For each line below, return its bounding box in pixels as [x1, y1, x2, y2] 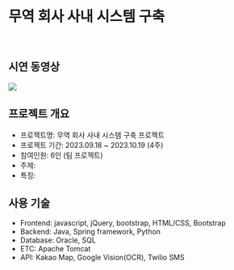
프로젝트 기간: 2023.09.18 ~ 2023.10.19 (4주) [19, 140, 164, 150]
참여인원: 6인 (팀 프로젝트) [19, 150, 103, 160]
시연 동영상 [8, 60, 61, 74]
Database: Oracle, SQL [19, 235, 97, 245]
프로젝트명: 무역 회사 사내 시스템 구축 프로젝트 [19, 130, 165, 140]
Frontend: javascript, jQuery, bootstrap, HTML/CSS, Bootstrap [19, 218, 226, 228]
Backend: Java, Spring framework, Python [19, 227, 161, 237]
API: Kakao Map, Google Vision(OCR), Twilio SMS [19, 252, 185, 263]
